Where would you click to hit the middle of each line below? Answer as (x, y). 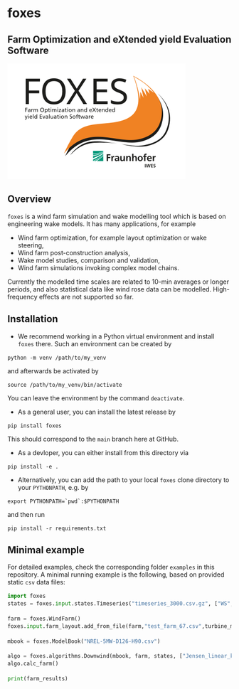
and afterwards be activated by (53, 370)
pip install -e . (33, 466)
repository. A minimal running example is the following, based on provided (116, 575)
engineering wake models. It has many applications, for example (102, 224)
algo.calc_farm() (33, 664)
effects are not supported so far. (86, 297)
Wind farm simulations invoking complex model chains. (99, 267)
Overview (30, 199)
